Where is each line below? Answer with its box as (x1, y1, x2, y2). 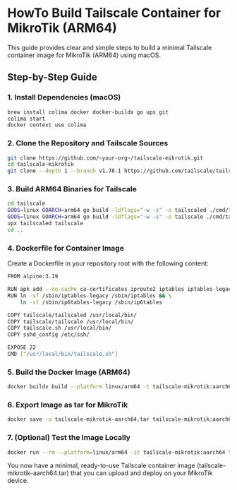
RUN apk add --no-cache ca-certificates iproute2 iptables (7, 286, 185, 293)
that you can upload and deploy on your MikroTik (70, 469, 213, 477)
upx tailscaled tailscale (7, 220, 83, 227)
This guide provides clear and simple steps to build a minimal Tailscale (7, 43, 212, 52)
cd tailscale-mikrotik (7, 161, 74, 168)
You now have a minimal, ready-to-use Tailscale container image (7, 461, 195, 470)
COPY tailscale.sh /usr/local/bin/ (7, 325, 112, 332)
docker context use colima (7, 121, 87, 129)
